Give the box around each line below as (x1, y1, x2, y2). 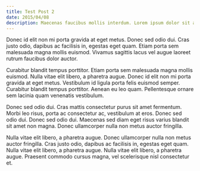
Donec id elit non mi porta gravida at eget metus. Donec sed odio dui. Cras (6, 36, 189, 43)
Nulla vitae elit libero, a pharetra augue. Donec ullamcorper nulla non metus (6, 134, 192, 141)
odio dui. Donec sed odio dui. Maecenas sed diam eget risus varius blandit (6, 116, 189, 123)
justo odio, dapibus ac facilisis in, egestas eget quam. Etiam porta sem (6, 42, 179, 49)
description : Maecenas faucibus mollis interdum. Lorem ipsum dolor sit (6, 20, 190, 26)
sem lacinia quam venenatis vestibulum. (6, 92, 104, 99)
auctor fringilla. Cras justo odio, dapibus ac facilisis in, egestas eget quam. (6, 141, 189, 148)
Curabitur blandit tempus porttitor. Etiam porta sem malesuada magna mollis (6, 67, 193, 74)
